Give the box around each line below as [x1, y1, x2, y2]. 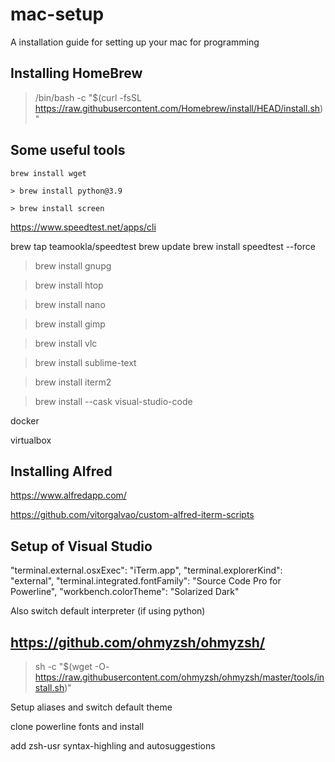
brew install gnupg [34, 259, 112, 272]
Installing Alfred [10, 463, 113, 480]
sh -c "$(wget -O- [34, 661, 110, 672]
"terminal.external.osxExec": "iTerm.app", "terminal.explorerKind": [10, 564, 283, 577]
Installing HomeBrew [10, 65, 143, 82]
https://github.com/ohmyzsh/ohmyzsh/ [10, 634, 266, 651]
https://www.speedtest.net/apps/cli [10, 221, 157, 233]
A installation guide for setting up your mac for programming [10, 36, 260, 48]
